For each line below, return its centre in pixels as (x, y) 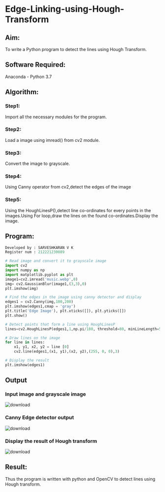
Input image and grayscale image (46, 394)
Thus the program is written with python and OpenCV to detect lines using (80, 479)
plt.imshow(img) (22, 288)
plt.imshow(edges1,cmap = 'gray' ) (41, 306)
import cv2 (16, 266)
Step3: (13, 153)
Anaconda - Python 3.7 (28, 77)
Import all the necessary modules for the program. (56, 117)
